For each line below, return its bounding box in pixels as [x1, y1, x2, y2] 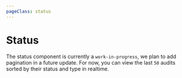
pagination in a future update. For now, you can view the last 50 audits [6, 59, 176, 66]
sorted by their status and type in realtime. [6, 65, 110, 72]
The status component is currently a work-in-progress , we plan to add [6, 53, 177, 60]
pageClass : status [6, 8, 51, 15]
